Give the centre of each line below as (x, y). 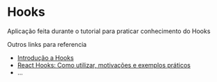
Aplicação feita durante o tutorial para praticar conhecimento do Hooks (109, 31)
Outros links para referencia (47, 44)
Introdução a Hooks (45, 58)
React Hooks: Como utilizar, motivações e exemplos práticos (104, 65)
